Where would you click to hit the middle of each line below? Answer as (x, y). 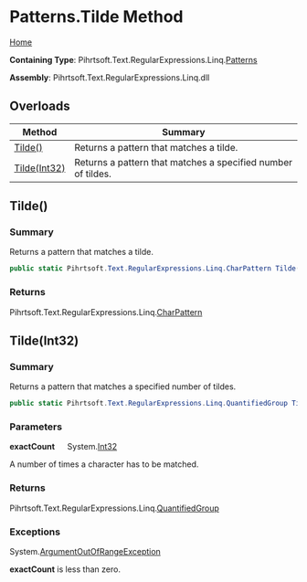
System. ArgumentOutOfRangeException (85, 552)
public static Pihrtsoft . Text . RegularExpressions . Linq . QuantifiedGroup (148, 404)
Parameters (36, 427)
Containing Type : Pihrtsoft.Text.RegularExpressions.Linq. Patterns (133, 59)
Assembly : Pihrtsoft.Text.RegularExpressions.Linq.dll (110, 77)
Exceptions (35, 532)
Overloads (40, 106)
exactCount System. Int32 (63, 447)
